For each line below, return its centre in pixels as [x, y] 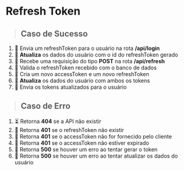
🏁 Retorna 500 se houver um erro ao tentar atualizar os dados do [96, 156]
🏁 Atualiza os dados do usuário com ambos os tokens [82, 81]
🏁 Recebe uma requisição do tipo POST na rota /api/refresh [90, 61]
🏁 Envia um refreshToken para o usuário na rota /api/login [87, 48]
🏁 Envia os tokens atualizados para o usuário [70, 87]
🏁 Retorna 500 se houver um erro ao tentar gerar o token [86, 149]
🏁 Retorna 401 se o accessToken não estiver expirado [82, 143]
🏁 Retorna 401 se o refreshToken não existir [69, 130]
